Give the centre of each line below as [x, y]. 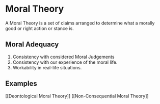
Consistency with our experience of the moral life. [65, 62]
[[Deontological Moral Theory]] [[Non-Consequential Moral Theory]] [77, 96]
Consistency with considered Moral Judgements [63, 57]
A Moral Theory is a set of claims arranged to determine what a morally [80, 23]
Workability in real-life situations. [47, 67]
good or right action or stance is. [39, 28]
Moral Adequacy [32, 45]
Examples [21, 84]
